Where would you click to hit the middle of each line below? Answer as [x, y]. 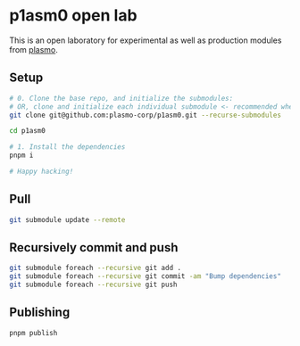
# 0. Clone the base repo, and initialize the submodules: [121, 98]
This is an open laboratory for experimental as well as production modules [146, 40]
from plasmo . [33, 49]
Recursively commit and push [94, 247]
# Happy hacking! [42, 171]
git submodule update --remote [67, 219]
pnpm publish [33, 333]
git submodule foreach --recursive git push [93, 285]
